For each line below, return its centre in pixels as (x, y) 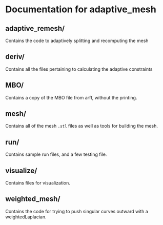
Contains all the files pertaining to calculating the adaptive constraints (79, 69)
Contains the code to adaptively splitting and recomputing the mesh (77, 40)
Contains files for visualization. (38, 183)
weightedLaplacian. (26, 217)
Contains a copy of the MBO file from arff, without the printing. (71, 97)
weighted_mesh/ (33, 199)
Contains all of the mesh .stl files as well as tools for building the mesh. (81, 126)
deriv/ (15, 57)
